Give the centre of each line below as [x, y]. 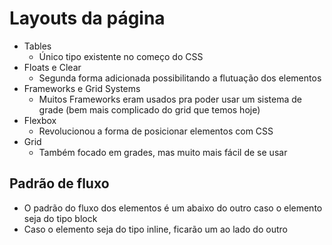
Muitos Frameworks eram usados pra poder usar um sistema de [170, 99]
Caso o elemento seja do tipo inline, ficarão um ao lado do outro [155, 229]
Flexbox [40, 120]
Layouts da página [87, 18]
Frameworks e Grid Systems [82, 88]
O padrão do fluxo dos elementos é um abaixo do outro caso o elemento [173, 208]
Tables [37, 46]
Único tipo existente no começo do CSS [121, 56]
